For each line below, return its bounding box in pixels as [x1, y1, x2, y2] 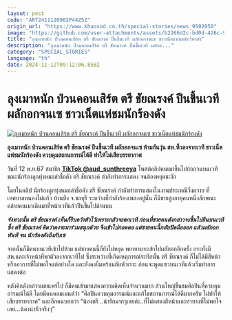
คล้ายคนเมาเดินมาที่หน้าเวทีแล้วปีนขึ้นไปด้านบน [7, 201, 113, 210]
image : [7, 29, 26, 36]
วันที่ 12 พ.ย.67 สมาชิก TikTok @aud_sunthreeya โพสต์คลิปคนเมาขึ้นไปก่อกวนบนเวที [7, 164, 218, 173]
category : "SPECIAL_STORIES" [7, 49, 91, 56]
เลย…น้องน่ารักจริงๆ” [7, 304, 55, 313]
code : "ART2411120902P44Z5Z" [7, 17, 91, 23]
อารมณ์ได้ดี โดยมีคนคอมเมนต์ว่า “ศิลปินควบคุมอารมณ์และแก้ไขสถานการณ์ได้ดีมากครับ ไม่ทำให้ [7, 289, 222, 297]
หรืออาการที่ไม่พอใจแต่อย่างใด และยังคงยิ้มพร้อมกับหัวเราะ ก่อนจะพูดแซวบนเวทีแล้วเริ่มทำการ [7, 259, 215, 268]
